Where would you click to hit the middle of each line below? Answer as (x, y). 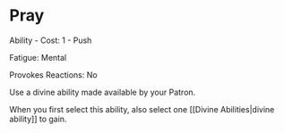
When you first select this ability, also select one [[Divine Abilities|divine (142, 109)
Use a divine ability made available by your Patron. (103, 92)
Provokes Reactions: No (53, 75)
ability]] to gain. (38, 119)
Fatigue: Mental (38, 57)
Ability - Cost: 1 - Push (51, 40)
